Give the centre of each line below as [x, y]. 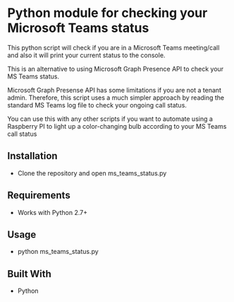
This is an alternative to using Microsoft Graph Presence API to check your [116, 69]
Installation [32, 156]
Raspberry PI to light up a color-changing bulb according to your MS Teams [117, 126]
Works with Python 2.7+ [53, 212]
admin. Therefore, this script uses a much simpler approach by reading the [116, 98]
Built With [29, 274]
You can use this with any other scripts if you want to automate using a [110, 119]
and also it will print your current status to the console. [86, 55]
